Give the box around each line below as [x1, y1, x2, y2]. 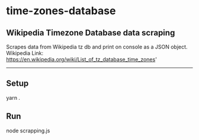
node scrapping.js [6, 127, 50, 134]
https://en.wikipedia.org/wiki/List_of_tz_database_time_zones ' [6, 56, 157, 63]
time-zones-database [6, 4, 116, 18]
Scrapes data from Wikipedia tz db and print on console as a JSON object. [6, 43, 188, 50]
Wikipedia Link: [6, 50, 44, 57]
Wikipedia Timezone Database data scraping [6, 28, 175, 38]
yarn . [6, 94, 21, 101]
